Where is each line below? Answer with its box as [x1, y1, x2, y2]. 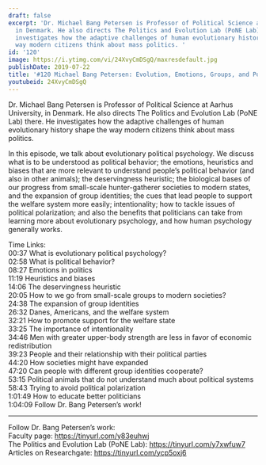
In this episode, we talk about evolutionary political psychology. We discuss [8, 148, 255, 158]
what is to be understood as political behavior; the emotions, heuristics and [8, 157, 253, 166]
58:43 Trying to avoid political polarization [8, 383, 146, 392]
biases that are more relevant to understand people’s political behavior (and [8, 166, 255, 175]
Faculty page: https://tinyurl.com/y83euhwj [8, 431, 150, 440]
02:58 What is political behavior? [8, 257, 116, 266]
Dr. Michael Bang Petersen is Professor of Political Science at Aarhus [8, 100, 234, 109]
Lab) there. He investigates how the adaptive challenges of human [8, 116, 225, 126]
